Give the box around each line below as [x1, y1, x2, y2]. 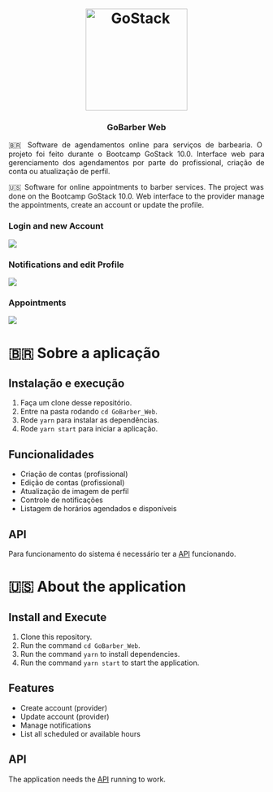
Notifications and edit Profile [8, 259, 124, 270]
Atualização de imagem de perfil [19, 487, 129, 497]
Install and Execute [8, 610, 107, 624]
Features [8, 681, 54, 695]
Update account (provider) [19, 711, 110, 721]
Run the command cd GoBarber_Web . [19, 641, 141, 650]
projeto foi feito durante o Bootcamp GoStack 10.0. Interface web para [8, 149, 265, 159]
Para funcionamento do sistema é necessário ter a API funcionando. [8, 549, 237, 558]
